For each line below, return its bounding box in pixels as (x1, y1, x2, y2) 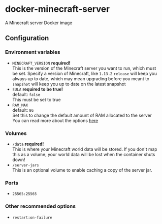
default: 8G (12, 107, 34, 113)
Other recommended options (5, 203, 76, 210)
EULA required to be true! (12, 86, 63, 92)
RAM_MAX (12, 102, 28, 108)
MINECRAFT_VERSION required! (12, 60, 70, 66)
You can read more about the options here (12, 117, 98, 124)
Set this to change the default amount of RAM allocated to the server (12, 112, 152, 118)
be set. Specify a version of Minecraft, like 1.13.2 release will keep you (12, 70, 157, 76)
